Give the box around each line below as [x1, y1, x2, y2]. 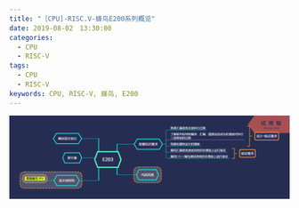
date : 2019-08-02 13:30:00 [9, 23, 112, 33]
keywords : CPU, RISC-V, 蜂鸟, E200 [9, 89, 139, 98]
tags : [9, 61, 29, 70]
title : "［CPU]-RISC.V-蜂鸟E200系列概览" [9, 14, 156, 23]
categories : [9, 33, 53, 42]
